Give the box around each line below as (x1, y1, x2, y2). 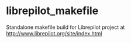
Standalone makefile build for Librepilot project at (6, 24, 125, 31)
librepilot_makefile (6, 4, 99, 18)
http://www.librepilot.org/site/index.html (6, 29, 102, 37)
